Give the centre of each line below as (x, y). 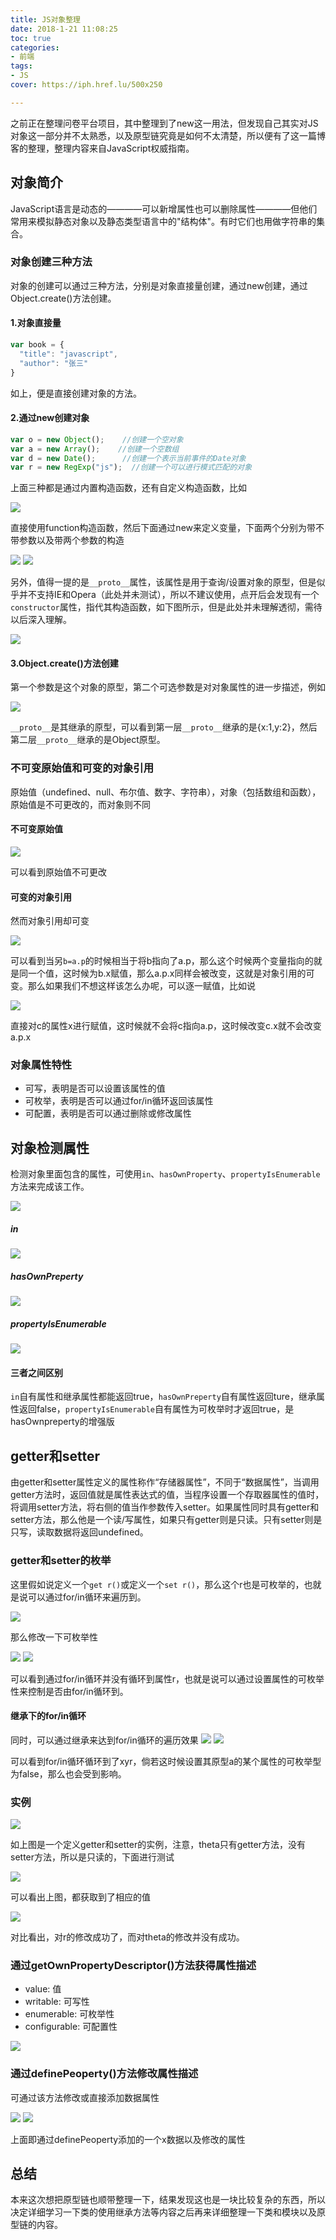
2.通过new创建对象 (50, 418)
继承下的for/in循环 (48, 1716)
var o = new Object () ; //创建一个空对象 (97, 439)
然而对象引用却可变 (50, 921)
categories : (35, 47)
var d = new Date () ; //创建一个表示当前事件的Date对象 (128, 458)
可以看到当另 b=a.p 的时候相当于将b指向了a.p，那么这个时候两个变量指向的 (162, 961)
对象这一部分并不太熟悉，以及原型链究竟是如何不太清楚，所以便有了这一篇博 (168, 135)
